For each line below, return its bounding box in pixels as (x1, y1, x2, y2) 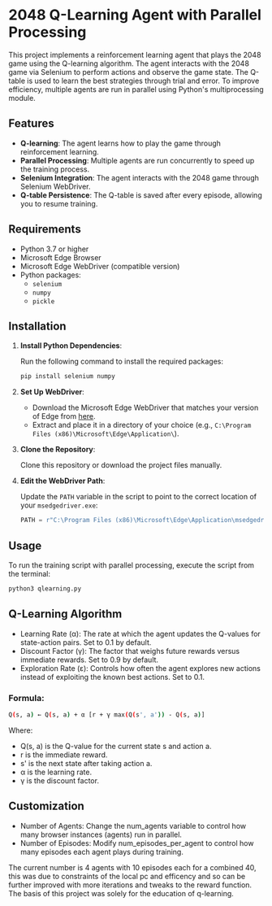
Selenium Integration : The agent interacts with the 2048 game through (19, 172, 260, 182)
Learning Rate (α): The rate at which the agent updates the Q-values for (19, 629, 261, 638)
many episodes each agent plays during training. (19, 847, 184, 856)
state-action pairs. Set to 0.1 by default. (19, 637, 152, 647)
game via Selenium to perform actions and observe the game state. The (8, 67, 249, 76)
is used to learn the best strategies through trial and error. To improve (27, 76, 260, 85)
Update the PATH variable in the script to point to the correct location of (19, 492, 257, 502)
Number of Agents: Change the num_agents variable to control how (19, 821, 246, 830)
